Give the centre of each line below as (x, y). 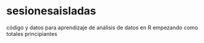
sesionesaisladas (51, 11)
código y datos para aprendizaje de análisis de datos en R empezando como (102, 27)
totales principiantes (32, 33)
